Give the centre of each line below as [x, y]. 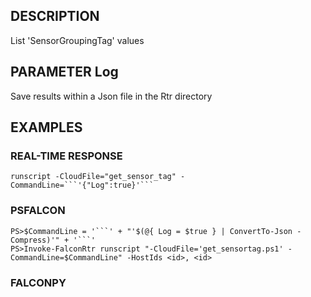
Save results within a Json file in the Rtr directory [111, 96]
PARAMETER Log [64, 72]
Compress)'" [35, 240]
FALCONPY [38, 282]
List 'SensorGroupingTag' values [77, 40]
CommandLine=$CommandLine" [66, 257]
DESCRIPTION [55, 16]
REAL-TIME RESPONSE [66, 156]
